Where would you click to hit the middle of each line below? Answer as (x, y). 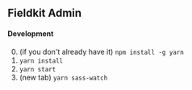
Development (31, 33)
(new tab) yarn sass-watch (63, 77)
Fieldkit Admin (45, 13)
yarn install (41, 61)
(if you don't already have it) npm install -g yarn (102, 51)
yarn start (38, 69)
